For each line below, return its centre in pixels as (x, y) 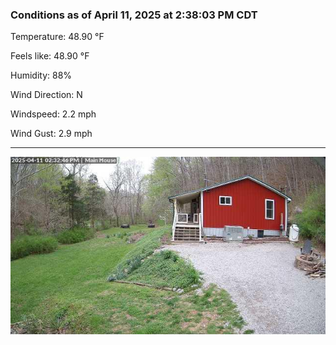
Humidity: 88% (41, 75)
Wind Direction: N (46, 95)
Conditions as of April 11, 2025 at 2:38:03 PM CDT (134, 15)
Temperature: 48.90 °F (57, 37)
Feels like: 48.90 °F (50, 56)
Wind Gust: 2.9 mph (51, 134)
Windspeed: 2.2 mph (53, 114)
